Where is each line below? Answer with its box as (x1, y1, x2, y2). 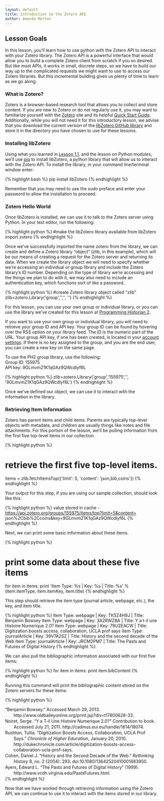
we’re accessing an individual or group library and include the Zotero (5, 265, 143, 270)
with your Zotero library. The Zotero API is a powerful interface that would (5, 52, 154, 59)
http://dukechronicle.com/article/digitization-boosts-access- (14, 741, 136, 747)
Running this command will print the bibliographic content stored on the (5, 683, 149, 689)
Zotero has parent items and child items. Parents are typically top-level (5, 417, 147, 423)
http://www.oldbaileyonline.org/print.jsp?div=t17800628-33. (14, 712, 134, 718)
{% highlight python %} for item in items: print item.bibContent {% (5, 668, 138, 674)
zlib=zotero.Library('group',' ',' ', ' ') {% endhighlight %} (5, 294, 112, 301)
